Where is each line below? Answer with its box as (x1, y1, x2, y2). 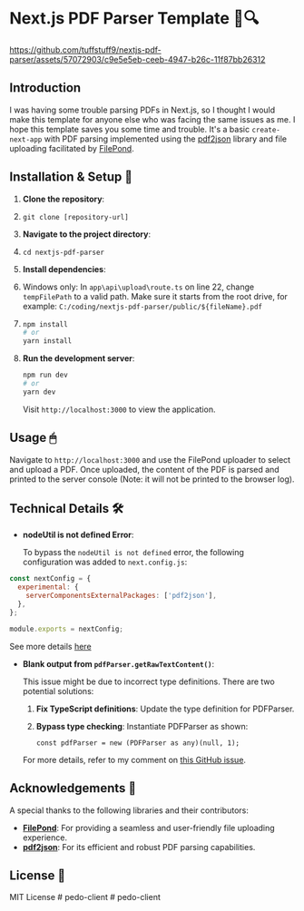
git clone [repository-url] (22, 212, 129, 221)
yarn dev (22, 387, 56, 397)
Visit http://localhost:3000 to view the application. (22, 404, 216, 415)
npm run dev (22, 370, 68, 380)
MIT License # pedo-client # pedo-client (9, 892, 162, 903)
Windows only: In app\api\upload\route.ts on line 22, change (22, 281, 255, 292)
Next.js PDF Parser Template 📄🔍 (9, 8, 260, 29)
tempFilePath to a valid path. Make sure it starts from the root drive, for (22, 290, 289, 301)
